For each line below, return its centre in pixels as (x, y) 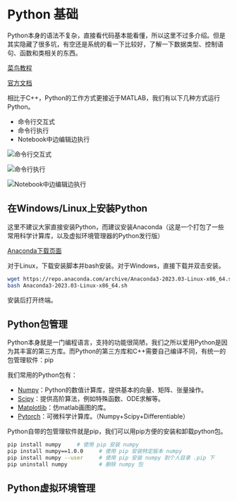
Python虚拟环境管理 (51, 488)
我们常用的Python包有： (42, 375)
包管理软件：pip (31, 360)
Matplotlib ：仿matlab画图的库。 (63, 408)
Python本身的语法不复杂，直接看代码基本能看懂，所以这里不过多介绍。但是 (116, 35)
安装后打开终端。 (32, 299)
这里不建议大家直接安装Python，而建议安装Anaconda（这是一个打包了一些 (116, 227)
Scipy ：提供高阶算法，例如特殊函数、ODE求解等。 (91, 399)
